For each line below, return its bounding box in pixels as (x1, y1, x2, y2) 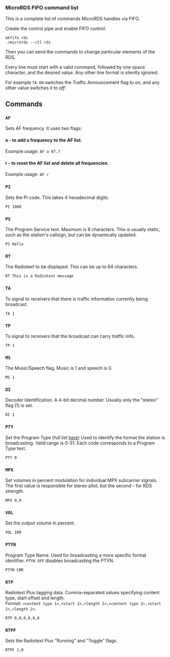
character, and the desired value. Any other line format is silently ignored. (5, 69, 159, 75)
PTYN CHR (5, 567, 24, 572)
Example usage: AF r (5, 171, 49, 178)
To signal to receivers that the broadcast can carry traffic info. (5, 333, 135, 339)
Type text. (5, 445, 26, 451)
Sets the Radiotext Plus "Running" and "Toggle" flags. (5, 638, 118, 644)
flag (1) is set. (5, 402, 33, 409)
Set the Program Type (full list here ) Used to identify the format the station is (5, 434, 165, 440)
